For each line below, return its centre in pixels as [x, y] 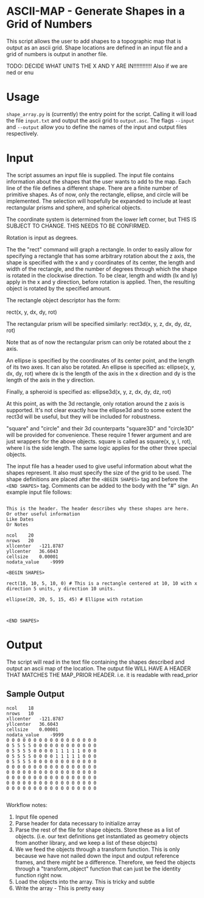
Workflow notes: [27, 805]
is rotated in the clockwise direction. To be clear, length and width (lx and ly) [102, 275]
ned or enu [20, 72]
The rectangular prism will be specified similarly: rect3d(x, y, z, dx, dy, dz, [99, 324]
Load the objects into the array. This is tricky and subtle [85, 882]
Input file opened [37, 817]
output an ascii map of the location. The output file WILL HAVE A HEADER [99, 668]
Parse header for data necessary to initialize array [78, 823]
